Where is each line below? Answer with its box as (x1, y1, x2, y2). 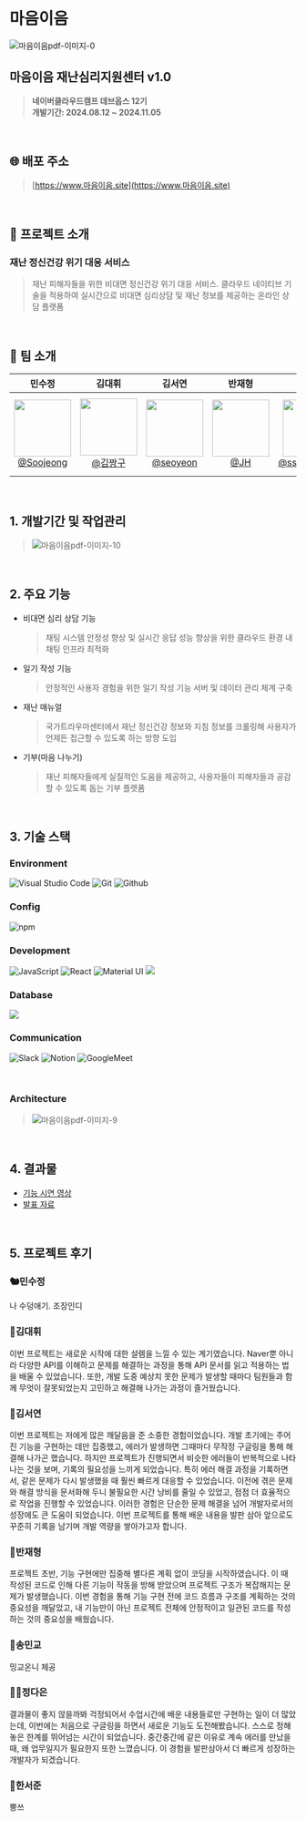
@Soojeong (17, 457, 68, 469)
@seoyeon (151, 457, 198, 469)
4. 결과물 (9, 1161, 57, 1177)
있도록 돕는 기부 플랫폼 (65, 782, 146, 793)
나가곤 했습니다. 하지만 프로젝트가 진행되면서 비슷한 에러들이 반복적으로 (25, 1452, 280, 1463)
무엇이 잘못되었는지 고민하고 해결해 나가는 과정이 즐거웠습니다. (18, 1382, 241, 1393)
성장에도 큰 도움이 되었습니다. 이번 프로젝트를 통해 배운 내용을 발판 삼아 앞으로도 (9, 1509, 294, 1520)
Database (9, 988, 53, 1001)
